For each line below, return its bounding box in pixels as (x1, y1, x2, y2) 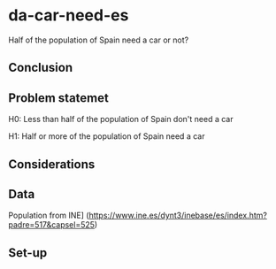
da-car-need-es (8, 5, 129, 26)
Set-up (8, 245, 48, 260)
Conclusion (8, 60, 73, 75)
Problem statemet (8, 90, 110, 105)
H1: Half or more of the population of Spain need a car (8, 131, 205, 142)
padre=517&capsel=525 (8, 219, 95, 230)
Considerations (8, 157, 96, 172)
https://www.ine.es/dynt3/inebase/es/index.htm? (88, 210, 267, 221)
